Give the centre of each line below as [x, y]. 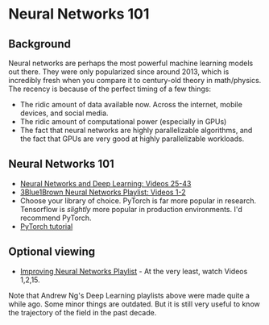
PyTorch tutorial [46, 226]
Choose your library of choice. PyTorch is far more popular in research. [138, 200]
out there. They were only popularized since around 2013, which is [119, 72]
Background [39, 44]
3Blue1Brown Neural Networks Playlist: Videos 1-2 [103, 192]
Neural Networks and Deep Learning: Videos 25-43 [106, 183]
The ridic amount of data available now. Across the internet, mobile [131, 104]
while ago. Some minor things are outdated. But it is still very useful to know [134, 304]
